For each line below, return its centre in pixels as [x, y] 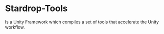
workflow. [15, 27]
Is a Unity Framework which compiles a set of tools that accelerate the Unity [82, 22]
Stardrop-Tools [36, 8]
